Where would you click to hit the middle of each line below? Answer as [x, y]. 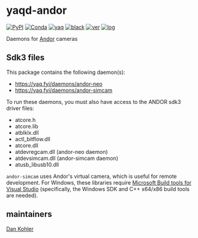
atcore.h [25, 120]
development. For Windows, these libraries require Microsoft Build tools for [99, 182]
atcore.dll [27, 145]
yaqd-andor [37, 11]
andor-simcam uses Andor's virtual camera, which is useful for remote [91, 176]
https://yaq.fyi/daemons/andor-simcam [64, 90]
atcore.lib [27, 126]
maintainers [29, 214]
